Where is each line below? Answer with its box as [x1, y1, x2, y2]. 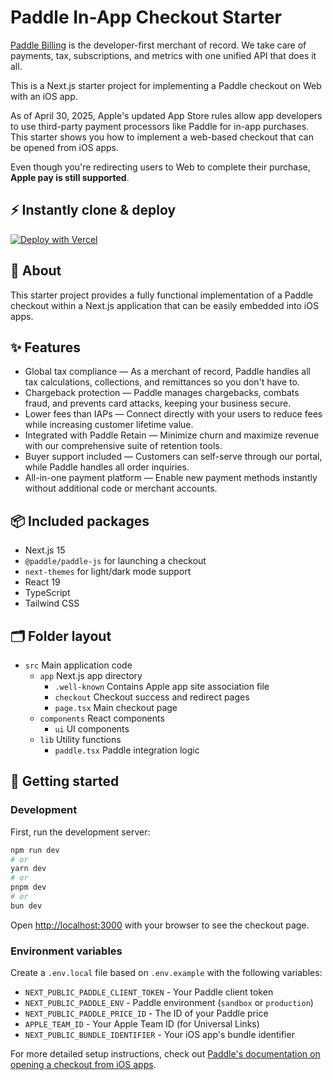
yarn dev [10, 864, 47, 874]
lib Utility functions [39, 734, 122, 745]
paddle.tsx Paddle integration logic [54, 744, 200, 756]
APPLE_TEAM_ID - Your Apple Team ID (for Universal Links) [24, 1018, 260, 1030]
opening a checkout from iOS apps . [10, 1059, 157, 1071]
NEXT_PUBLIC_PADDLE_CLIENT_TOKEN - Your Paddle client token [24, 986, 274, 998]
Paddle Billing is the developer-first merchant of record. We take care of [10, 39, 307, 51]
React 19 [24, 576, 61, 588]
